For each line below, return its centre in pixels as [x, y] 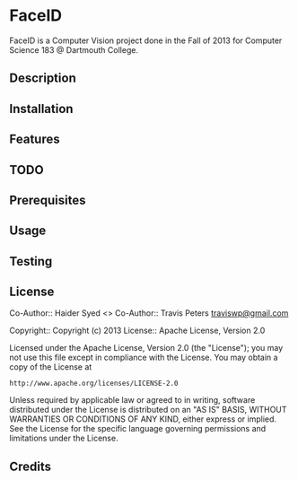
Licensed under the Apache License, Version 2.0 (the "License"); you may [146, 348]
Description [43, 79]
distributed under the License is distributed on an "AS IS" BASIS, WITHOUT [148, 410]
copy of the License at [51, 367]
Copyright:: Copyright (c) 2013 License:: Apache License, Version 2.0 [137, 331]
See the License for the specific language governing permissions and [138, 429]
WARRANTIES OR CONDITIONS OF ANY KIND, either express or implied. [143, 419]
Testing [31, 261]
